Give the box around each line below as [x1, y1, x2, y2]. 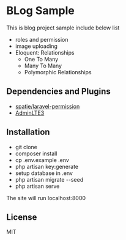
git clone [15, 143, 38, 150]
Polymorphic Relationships [24, 68, 92, 75]
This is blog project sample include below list [6, 24, 120, 31]
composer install [15, 150, 57, 157]
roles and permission [15, 36, 69, 43]
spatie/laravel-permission [15, 103, 80, 110]
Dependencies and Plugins [6, 87, 111, 97]
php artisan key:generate [15, 163, 79, 170]
